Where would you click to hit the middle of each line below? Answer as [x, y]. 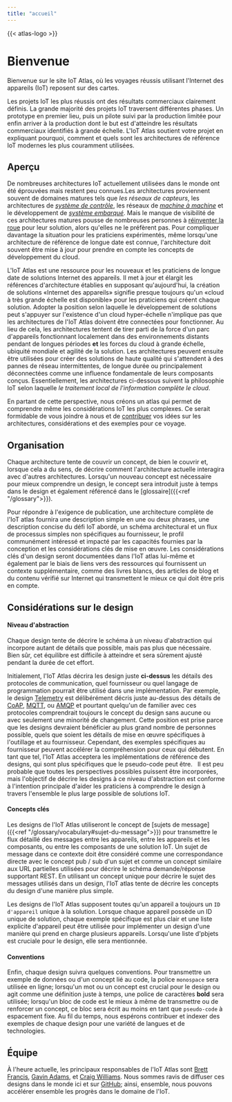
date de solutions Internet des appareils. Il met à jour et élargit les [100, 278]
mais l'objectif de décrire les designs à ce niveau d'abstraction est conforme [116, 778]
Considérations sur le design [70, 607]
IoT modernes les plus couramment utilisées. [71, 145]
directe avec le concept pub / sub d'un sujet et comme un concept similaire [115, 861]
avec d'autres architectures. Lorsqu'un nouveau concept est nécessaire [109, 477]
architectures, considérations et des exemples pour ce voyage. [97, 423]
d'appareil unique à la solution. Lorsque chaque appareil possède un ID [110, 911]
